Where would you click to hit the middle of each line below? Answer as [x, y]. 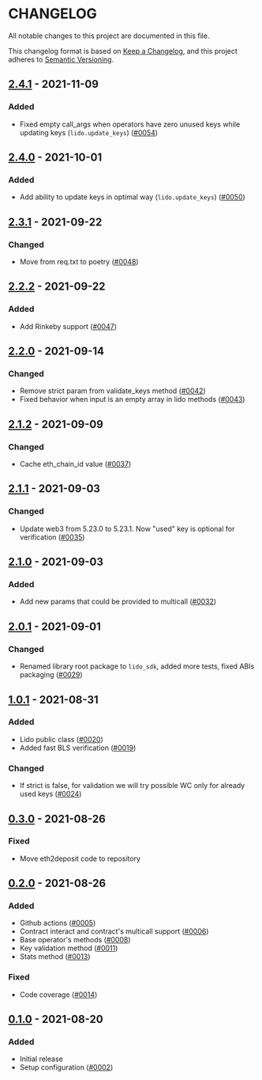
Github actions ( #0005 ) [58, 923]
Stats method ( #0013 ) [55, 957]
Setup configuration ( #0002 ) [66, 1067]
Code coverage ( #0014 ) [58, 995]
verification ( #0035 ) [52, 537]
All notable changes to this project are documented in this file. [109, 36]
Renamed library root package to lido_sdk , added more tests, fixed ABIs [137, 666]
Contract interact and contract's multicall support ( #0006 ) [114, 931]
